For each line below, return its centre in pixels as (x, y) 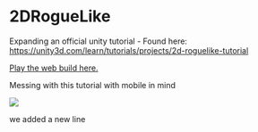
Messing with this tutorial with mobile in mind (93, 85)
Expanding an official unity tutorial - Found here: (99, 41)
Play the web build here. (54, 68)
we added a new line (47, 119)
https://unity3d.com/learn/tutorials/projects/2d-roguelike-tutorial (129, 50)
